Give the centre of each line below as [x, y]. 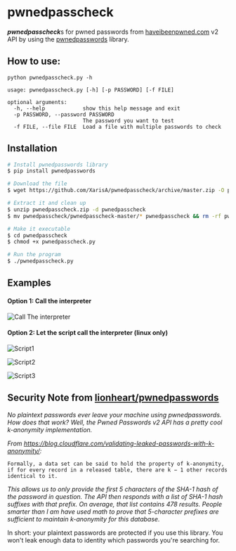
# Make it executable [39, 229]
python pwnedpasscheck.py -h [50, 77]
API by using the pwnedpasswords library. [68, 39]
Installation [32, 148]
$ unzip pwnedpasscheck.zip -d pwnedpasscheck [77, 209]
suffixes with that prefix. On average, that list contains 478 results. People [115, 504]
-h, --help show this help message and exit [97, 108]
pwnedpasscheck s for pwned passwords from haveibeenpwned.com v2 [113, 32]
